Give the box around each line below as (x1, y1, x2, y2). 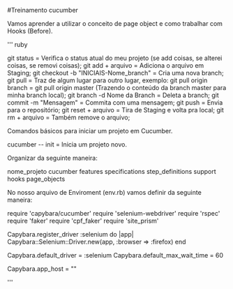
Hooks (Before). (7, 27, 54, 35)
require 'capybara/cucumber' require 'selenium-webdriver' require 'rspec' (7, 209, 220, 217)
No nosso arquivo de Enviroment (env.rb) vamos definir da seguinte (7, 188, 202, 196)
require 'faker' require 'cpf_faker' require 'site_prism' (7, 216, 159, 225)
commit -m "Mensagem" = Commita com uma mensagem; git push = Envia (7, 98, 223, 107)
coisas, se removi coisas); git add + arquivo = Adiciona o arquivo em (7, 61, 204, 69)
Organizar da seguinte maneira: (7, 154, 98, 162)
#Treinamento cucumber (7, 6, 79, 14)
